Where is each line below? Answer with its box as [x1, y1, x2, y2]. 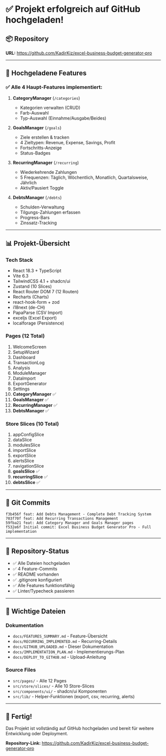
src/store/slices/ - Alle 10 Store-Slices [12, 683, 95, 689]
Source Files [5, 667, 36, 674]
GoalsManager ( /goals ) [12, 124, 62, 130]
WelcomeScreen [12, 344, 46, 350]
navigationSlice [12, 463, 44, 469]
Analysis [12, 364, 31, 371]
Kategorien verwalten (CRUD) [20, 105, 81, 111]
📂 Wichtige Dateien [5, 607, 66, 615]
